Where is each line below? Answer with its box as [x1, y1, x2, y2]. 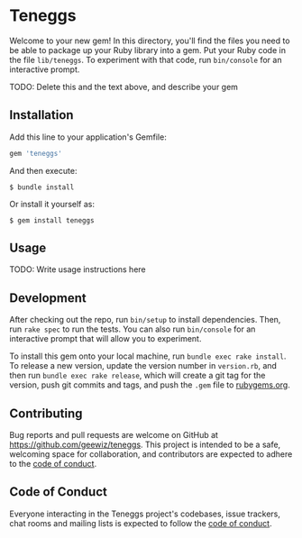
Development [9, 290, 87, 305]
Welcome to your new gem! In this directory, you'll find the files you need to [9, 35, 290, 46]
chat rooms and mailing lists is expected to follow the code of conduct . [9, 517, 272, 528]
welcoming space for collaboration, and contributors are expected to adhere [9, 449, 293, 460]
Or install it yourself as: [9, 198, 95, 209]
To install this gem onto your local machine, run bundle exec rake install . [9, 351, 287, 361]
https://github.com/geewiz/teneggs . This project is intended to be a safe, [9, 439, 281, 451]
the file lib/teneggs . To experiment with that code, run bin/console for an [9, 54, 282, 65]
